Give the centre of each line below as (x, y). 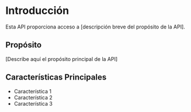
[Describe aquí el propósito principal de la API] (62, 59)
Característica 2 (33, 97)
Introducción (37, 11)
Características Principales (56, 77)
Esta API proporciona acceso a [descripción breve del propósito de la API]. (95, 27)
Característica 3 (33, 103)
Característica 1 (33, 91)
